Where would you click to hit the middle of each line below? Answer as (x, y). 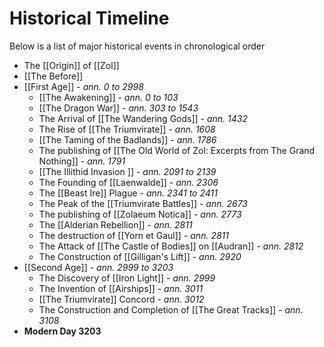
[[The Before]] (53, 76)
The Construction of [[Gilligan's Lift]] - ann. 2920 (140, 256)
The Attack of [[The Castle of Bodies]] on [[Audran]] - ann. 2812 (171, 246)
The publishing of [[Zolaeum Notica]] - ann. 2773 (140, 214)
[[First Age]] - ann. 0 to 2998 (83, 86)
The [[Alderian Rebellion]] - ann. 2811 (115, 224)
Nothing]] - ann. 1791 (82, 161)
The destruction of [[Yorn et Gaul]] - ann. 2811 (133, 235)
